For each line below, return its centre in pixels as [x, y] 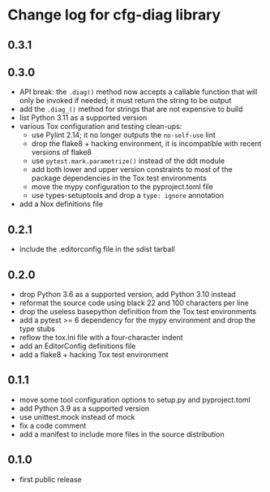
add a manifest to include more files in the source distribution [122, 434]
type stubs [37, 329]
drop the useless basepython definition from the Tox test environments [138, 312]
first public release [50, 479]
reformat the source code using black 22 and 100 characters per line [134, 303]
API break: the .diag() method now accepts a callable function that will [138, 92]
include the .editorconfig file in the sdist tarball [97, 249]
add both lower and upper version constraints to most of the [132, 170]
